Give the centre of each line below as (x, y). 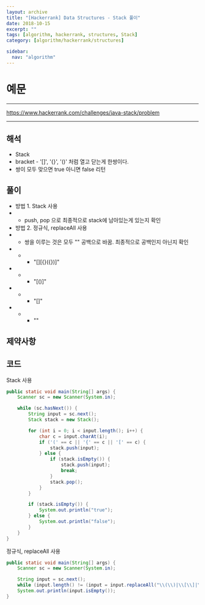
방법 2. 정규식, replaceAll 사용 (51, 228)
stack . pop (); (67, 482)
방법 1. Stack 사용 (36, 206)
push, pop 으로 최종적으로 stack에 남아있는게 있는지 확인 (92, 220)
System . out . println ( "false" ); (77, 522)
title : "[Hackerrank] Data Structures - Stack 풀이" (74, 18)
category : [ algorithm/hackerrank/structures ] (65, 40)
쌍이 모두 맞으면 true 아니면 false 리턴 (60, 169)
